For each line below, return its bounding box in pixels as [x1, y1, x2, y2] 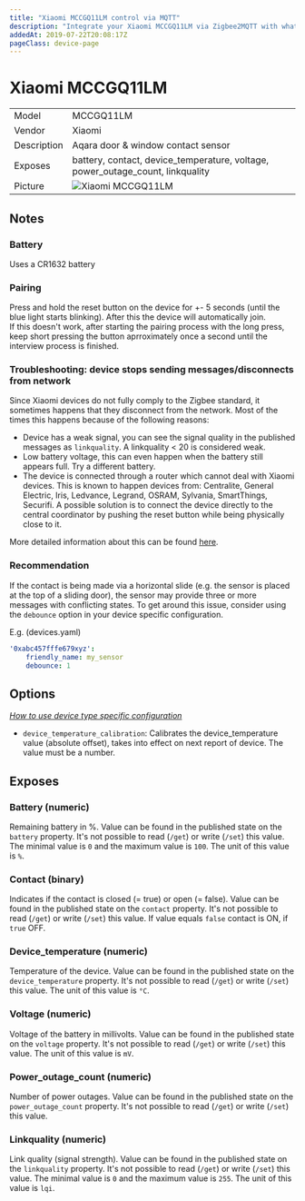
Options [9, 686, 56, 701]
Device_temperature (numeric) [9, 946, 148, 958]
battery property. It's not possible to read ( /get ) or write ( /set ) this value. [9, 830, 285, 841]
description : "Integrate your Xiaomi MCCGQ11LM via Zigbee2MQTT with [9, 22, 279, 31]
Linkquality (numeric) [9, 1133, 107, 1146]
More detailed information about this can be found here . [9, 537, 219, 548]
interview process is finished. [9, 341, 120, 352]
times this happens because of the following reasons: [9, 414, 210, 425]
